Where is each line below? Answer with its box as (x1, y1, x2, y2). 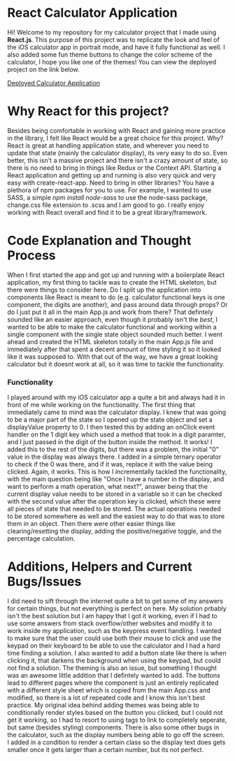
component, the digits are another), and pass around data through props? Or (7, 300, 229, 308)
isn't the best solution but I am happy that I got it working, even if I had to (7, 612, 218, 620)
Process (7, 248, 56, 264)
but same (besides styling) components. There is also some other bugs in (7, 723, 220, 732)
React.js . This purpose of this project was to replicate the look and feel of (7, 35, 220, 43)
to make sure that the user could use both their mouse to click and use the (7, 634, 222, 643)
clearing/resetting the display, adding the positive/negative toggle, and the (7, 527, 222, 536)
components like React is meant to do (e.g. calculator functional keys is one (7, 292, 225, 301)
